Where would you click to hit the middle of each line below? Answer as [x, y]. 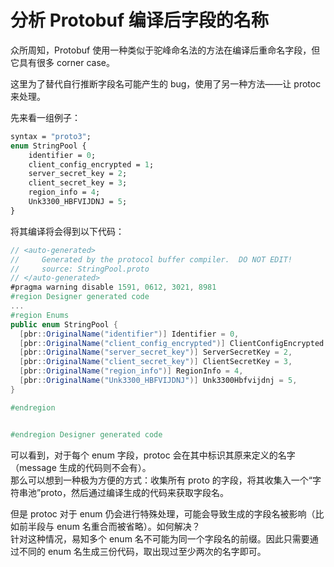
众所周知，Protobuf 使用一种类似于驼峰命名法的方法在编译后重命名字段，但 [165, 50]
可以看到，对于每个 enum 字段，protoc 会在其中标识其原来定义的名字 [153, 455]
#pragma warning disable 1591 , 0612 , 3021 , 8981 [113, 287]
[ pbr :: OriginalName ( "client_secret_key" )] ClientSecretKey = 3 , [156, 362]
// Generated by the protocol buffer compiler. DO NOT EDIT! [151, 259]
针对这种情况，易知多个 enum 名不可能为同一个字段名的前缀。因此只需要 [160, 538]
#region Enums [40, 315]
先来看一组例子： [45, 117]
